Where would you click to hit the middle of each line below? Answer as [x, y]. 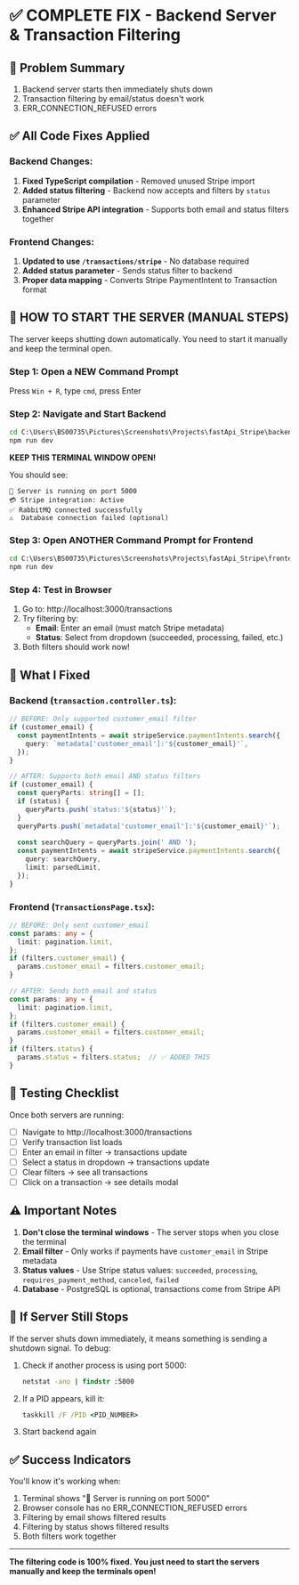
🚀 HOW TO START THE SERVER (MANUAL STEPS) [149, 317]
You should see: [39, 475]
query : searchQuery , [63, 859]
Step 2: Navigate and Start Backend [88, 414]
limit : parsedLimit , [63, 868]
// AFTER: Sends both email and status [83, 991]
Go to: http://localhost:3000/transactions [97, 609]
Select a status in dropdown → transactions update [116, 1162]
